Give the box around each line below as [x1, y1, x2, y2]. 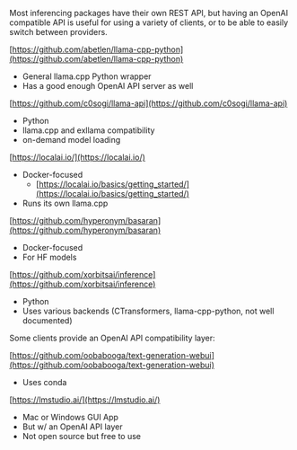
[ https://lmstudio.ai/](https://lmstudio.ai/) [9, 394, 161, 405]
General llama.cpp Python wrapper [22, 71, 152, 82]
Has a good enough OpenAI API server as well [22, 81, 194, 91]
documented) [22, 315, 74, 326]
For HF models [22, 251, 77, 262]
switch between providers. [9, 27, 108, 37]
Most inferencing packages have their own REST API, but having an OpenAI [9, 8, 289, 18]
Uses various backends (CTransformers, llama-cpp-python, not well [22, 305, 275, 316]
